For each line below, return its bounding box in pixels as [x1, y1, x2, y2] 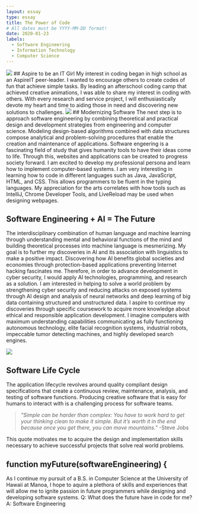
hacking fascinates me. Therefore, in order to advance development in [6, 268, 178, 275]
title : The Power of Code [6, 20, 70, 26]
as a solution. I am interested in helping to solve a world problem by [6, 280, 171, 287]
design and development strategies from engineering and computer [6, 121, 172, 128]
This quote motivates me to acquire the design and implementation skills [6, 436, 183, 443]
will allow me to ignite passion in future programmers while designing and [6, 487, 186, 495]
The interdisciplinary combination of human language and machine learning [6, 230, 191, 237]
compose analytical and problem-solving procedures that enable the [6, 134, 174, 141]
